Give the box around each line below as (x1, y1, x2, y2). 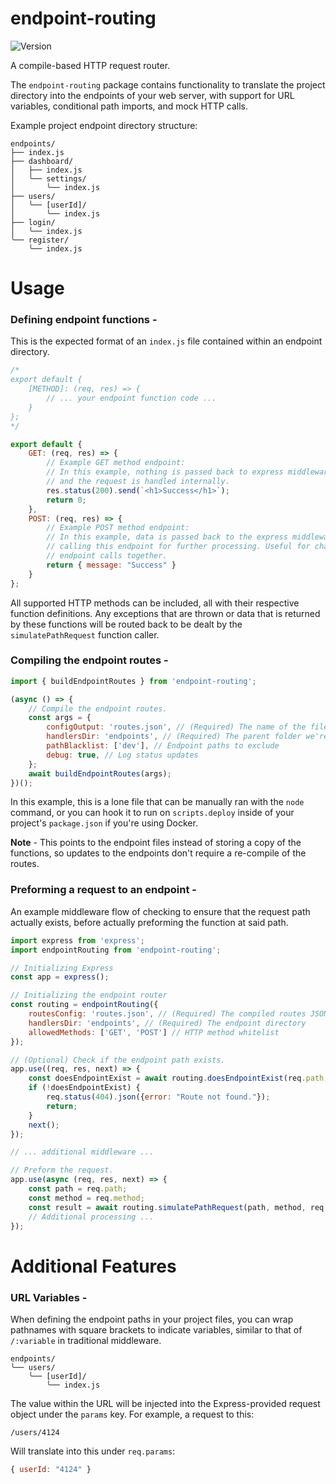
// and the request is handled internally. (46, 477, 230, 487)
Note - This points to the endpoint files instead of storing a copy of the (10, 837, 302, 849)
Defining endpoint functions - (10, 313, 158, 327)
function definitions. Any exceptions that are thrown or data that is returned (10, 607, 321, 619)
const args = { (28, 713, 92, 723)
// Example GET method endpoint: (46, 458, 186, 468)
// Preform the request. (10, 1165, 114, 1176)
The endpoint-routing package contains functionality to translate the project (10, 78, 326, 91)
